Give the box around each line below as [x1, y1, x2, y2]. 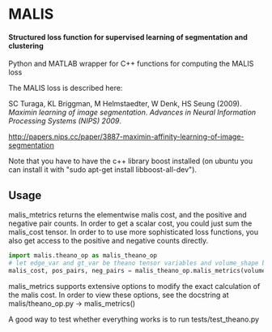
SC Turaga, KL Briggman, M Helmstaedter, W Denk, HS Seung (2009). [8, 99, 242, 109]
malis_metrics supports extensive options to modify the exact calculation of [8, 281, 261, 291]
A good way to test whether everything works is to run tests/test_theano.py [8, 314, 260, 324]
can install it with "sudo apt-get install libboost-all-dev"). [8, 165, 197, 175]
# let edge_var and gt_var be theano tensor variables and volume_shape [8, 259, 259, 268]
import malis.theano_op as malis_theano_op [8, 252, 158, 260]
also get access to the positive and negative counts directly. [8, 236, 209, 246]
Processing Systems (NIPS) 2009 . [8, 116, 122, 126]
